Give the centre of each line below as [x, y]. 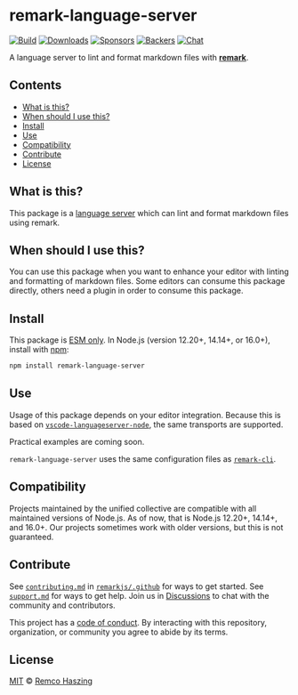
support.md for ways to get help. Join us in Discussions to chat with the [139, 595]
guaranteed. [32, 537]
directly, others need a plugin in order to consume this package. [126, 291]
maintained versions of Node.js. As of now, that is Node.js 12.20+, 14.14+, [144, 518]
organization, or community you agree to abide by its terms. [119, 632]
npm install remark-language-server [77, 366]
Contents [36, 85]
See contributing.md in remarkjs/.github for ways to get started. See [137, 586]
